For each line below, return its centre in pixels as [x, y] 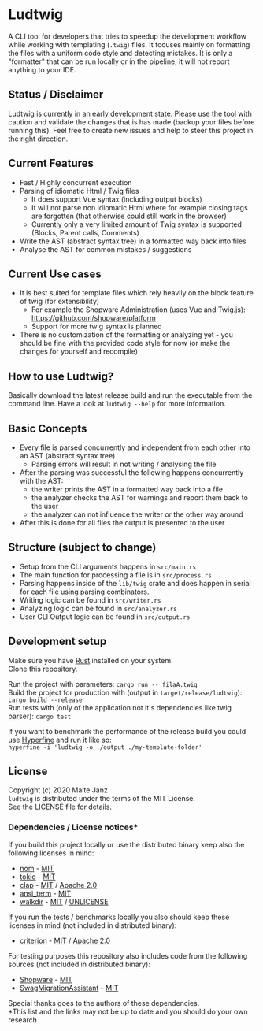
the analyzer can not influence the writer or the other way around [137, 514]
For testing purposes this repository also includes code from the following [128, 955]
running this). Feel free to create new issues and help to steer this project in [131, 130]
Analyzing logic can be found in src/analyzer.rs [98, 608]
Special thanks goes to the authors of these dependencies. [104, 1003]
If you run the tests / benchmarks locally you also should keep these [119, 917]
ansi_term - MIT [45, 893]
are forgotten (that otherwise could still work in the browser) [129, 216]
